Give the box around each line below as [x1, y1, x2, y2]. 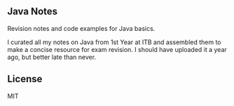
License [7, 73, 43, 85]
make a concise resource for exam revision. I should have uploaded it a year [7, 45, 228, 53]
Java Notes [7, 6, 58, 18]
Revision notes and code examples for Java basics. [7, 24, 156, 32]
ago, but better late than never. [7, 53, 97, 61]
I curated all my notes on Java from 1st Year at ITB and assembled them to [7, 38, 222, 46]
